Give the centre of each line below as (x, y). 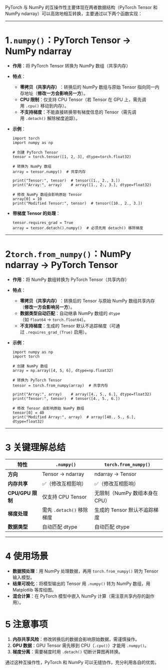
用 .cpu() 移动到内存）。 (44, 105)
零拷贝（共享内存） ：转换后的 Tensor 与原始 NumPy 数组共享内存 (87, 300)
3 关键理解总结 (35, 448)
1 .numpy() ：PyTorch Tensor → (68, 40)
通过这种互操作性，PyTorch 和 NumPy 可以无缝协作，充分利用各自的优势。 (82, 662)
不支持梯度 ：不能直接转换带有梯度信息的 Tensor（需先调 (78, 112)
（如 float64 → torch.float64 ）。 (54, 319)
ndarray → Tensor (115, 474)
